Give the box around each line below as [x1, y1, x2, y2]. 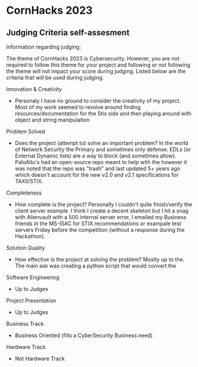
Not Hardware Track [14, 355, 65, 362]
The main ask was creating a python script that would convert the [14, 262, 177, 269]
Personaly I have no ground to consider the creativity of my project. [14, 97, 181, 104]
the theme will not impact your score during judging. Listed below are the [6, 68, 186, 75]
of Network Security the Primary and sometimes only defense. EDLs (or [14, 146, 191, 153]
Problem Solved [6, 128, 45, 135]
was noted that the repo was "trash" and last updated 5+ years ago [14, 165, 181, 172]
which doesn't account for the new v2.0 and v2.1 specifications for [14, 171, 179, 178]
